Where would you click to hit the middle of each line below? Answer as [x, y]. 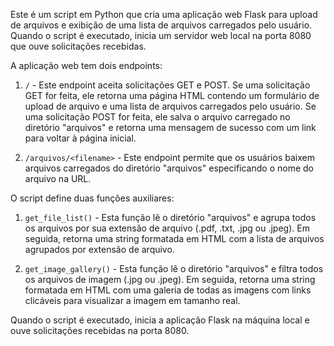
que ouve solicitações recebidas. [78, 46]
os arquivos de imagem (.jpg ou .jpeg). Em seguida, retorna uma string [170, 279]
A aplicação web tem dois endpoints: [86, 65]
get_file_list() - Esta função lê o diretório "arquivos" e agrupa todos [170, 217]
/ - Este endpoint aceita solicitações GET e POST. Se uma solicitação [167, 85]
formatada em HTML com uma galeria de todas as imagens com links [168, 290]
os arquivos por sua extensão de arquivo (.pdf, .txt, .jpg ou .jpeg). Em [167, 228]
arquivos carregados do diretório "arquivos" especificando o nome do [169, 168]
